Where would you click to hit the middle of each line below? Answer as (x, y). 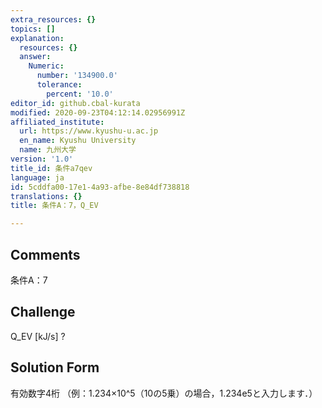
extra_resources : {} (53, 19)
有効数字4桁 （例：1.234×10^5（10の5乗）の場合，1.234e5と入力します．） (164, 393)
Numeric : (46, 66)
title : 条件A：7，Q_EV (54, 206)
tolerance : (59, 85)
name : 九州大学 (48, 150)
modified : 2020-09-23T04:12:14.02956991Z (98, 112)
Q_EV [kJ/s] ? (38, 336)
